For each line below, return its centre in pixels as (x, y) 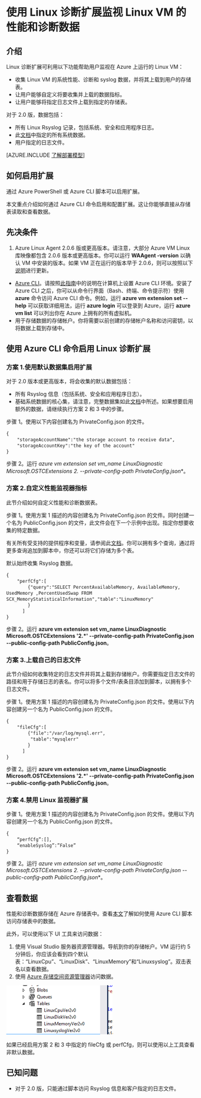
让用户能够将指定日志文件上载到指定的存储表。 (72, 102)
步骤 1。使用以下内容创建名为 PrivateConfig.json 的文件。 (77, 422)
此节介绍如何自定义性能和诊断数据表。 (53, 502)
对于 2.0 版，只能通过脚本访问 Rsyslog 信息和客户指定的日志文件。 (97, 1088)
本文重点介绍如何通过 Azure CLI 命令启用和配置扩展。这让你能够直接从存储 (98, 204)
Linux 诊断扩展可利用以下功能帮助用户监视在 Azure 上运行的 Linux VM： (95, 67)
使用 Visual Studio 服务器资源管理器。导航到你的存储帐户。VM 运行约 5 (103, 946)
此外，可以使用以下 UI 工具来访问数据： (55, 934)
